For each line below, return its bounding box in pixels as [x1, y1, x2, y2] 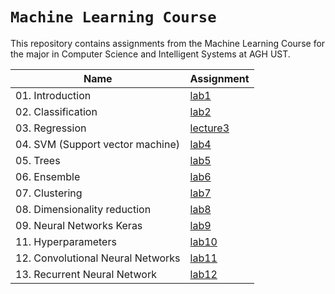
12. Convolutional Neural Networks [15, 251, 181, 265]
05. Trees [15, 153, 61, 167]
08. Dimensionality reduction [15, 202, 152, 216]
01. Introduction [15, 88, 92, 102]
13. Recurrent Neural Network [15, 267, 158, 281]
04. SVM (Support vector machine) [15, 137, 181, 151]
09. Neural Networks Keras [15, 218, 143, 232]
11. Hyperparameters [15, 234, 117, 248]
